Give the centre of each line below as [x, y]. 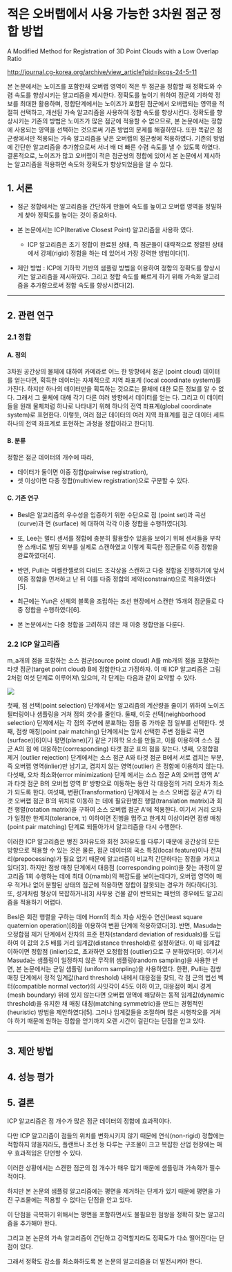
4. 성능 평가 [30, 1077]
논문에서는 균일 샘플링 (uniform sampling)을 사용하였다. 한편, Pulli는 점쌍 [122, 968]
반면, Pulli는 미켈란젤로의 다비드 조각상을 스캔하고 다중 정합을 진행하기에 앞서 [120, 570]
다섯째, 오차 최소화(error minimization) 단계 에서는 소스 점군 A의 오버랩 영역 [110, 774]
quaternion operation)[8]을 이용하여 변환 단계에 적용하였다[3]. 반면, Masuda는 [115, 925]
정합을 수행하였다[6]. [53, 609]
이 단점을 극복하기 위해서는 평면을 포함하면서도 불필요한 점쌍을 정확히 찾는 [107, 1214]
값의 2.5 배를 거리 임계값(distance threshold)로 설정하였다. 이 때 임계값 [124, 943]
